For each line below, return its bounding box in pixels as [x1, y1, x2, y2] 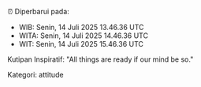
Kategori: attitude [7, 70, 64, 79]
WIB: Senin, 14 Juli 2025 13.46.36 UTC [18, 23, 144, 32]
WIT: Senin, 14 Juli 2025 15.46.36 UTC [18, 40, 143, 48]
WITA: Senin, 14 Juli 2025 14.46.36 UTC [18, 31, 149, 40]
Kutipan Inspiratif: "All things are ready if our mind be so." [7, 55, 194, 64]
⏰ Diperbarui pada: [7, 7, 70, 16]
